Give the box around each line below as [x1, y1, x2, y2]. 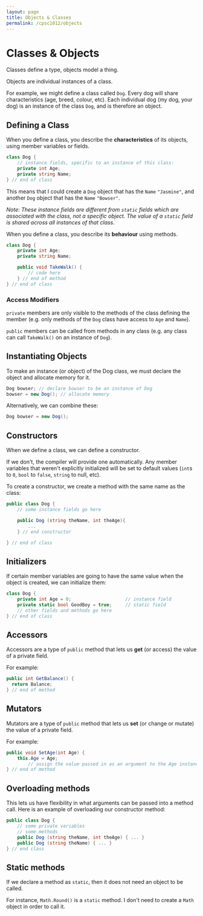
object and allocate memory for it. [6, 373, 91, 381]
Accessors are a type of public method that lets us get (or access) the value [6, 646, 197, 653]
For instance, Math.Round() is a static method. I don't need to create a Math [6, 897, 195, 904]
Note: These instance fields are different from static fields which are [6, 206, 179, 213]
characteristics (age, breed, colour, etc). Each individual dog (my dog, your [6, 96, 193, 103]
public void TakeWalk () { [17, 264, 83, 270]
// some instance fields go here [17, 506, 101, 513]
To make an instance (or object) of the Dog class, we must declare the [6, 367, 181, 375]
